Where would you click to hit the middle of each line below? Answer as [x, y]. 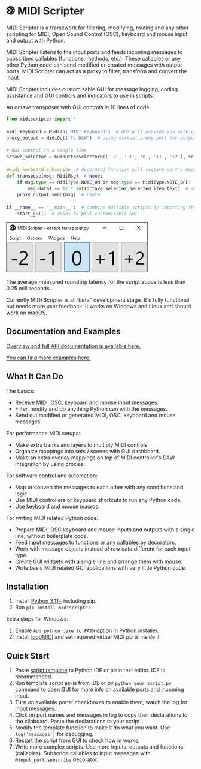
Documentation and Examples [63, 331]
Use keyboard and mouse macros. [57, 506]
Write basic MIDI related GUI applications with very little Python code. [100, 567]
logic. [22, 494]
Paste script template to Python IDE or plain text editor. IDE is [90, 671]
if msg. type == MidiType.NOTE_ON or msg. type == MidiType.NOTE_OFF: [104, 182]
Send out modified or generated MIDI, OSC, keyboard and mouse [95, 415]
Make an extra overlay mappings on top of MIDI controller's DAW [95, 458]
